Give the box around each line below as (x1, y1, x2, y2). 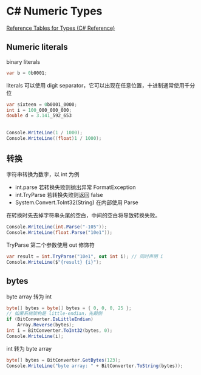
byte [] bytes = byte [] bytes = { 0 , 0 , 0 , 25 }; (6, 305, 132, 311)
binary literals (6, 58, 41, 65)
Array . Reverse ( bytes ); (17, 322, 75, 328)
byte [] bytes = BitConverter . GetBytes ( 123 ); (6, 357, 121, 363)
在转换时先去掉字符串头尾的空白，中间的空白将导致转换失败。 (6, 212, 161, 219)
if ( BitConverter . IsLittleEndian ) (6, 316, 94, 323)
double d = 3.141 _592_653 (6, 112, 72, 119)
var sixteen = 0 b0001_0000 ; (6, 101, 78, 108)
